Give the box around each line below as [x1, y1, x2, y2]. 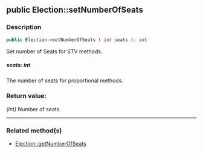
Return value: [6, 92, 47, 100]
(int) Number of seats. [6, 105, 62, 112]
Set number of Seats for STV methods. [6, 48, 103, 55]
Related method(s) [6, 126, 62, 135]
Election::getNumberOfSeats [14, 140, 86, 148]
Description [6, 23, 42, 31]
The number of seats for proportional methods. [6, 77, 124, 84]
